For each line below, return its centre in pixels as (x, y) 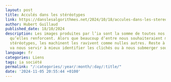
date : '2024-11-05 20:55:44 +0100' (43, 72)
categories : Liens (25, 57)
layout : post (19, 10)
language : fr (19, 52)
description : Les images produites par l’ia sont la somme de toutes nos (85, 34)
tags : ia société (24, 62)
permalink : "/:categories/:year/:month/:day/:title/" (64, 67)
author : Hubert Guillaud (32, 24)
